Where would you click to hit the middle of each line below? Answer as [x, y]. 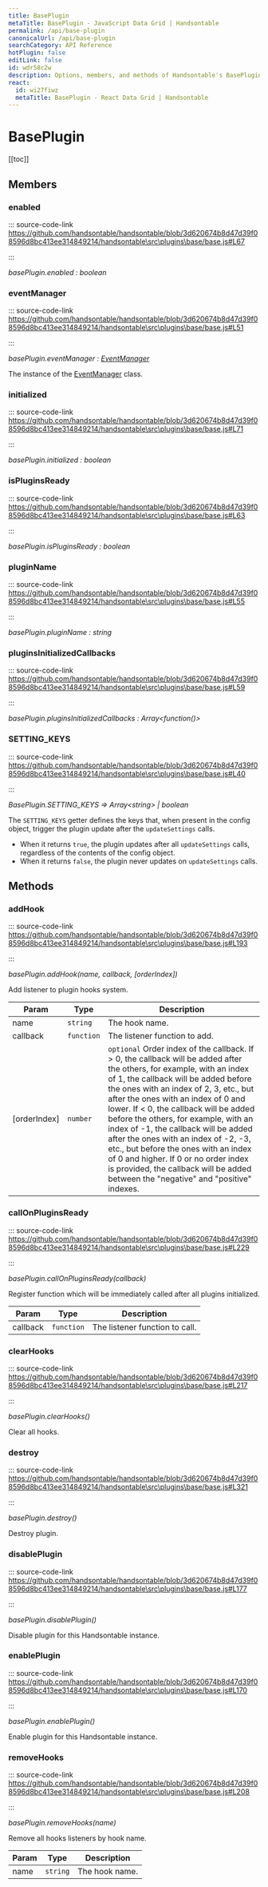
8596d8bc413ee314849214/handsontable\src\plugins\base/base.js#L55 [127, 601]
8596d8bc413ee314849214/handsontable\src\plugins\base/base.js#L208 [129, 1792]
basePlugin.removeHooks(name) [63, 1823]
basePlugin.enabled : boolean [57, 272]
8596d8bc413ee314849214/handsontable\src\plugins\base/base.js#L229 [129, 1247]
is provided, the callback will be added [179, 1169]
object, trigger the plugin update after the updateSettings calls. [112, 828]
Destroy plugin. [33, 1534]
